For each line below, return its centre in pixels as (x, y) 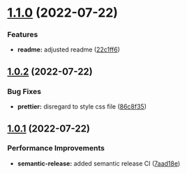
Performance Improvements (56, 148)
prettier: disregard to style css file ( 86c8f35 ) (82, 106)
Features (23, 35)
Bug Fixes (24, 91)
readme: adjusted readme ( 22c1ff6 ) (69, 49)
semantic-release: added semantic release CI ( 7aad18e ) (99, 163)
